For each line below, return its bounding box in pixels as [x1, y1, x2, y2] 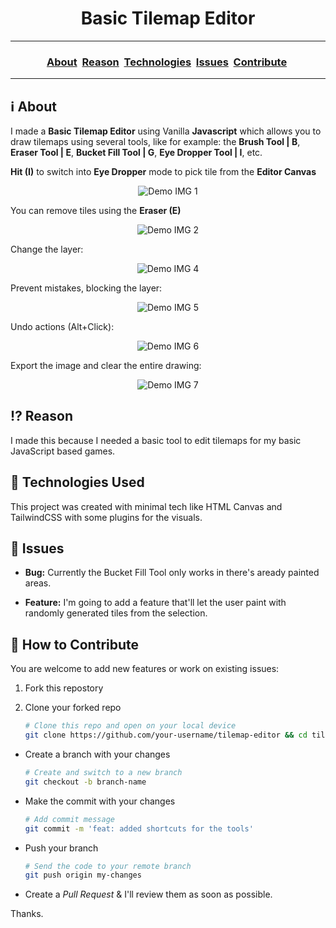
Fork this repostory [24, 682, 104, 694]
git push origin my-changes [24, 870, 142, 881]
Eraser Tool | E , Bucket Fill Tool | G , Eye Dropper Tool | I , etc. [10, 147, 263, 159]
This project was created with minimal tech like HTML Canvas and [10, 500, 283, 512]
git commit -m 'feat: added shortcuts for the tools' [24, 823, 254, 834]
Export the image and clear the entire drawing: [10, 360, 202, 372]
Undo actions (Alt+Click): [10, 321, 115, 333]
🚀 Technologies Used [10, 474, 145, 491]
